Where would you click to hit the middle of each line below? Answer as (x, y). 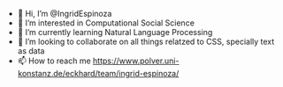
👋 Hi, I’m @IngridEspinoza (65, 14)
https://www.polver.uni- (136, 61)
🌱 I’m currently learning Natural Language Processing (115, 32)
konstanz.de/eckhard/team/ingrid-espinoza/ (98, 73)
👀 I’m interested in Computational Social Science (106, 23)
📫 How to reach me (54, 61)
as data (31, 51)
